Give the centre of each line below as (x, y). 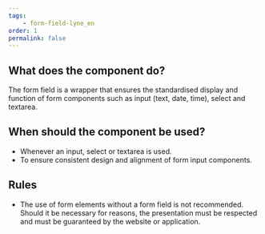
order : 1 (23, 30)
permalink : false (37, 38)
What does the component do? (87, 70)
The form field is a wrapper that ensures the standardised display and (123, 90)
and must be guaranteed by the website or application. (110, 221)
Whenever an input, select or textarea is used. (96, 151)
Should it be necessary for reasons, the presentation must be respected (139, 212)
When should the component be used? (107, 132)
